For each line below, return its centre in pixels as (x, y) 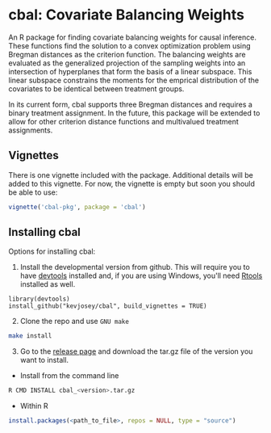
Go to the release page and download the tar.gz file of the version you (136, 351)
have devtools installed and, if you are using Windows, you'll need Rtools (141, 275)
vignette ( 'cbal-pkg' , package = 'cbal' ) (77, 207)
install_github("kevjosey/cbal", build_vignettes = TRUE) (108, 306)
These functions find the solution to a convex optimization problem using (130, 45)
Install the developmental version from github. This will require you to (135, 267)
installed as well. (48, 284)
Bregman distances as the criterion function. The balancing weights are (127, 54)
